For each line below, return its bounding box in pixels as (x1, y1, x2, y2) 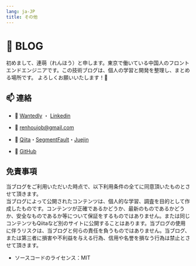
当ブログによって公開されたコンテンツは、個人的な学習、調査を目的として (6, 198, 185, 205)
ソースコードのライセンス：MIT (14, 254, 91, 261)
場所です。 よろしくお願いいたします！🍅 (11, 74, 108, 81)
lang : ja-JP (6, 8, 35, 15)
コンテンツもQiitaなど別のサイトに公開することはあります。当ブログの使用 (6, 220, 186, 227)
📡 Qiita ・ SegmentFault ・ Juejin (14, 136, 89, 143)
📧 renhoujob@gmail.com (14, 124, 74, 131)
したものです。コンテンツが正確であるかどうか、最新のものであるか (11, 205, 175, 212)
